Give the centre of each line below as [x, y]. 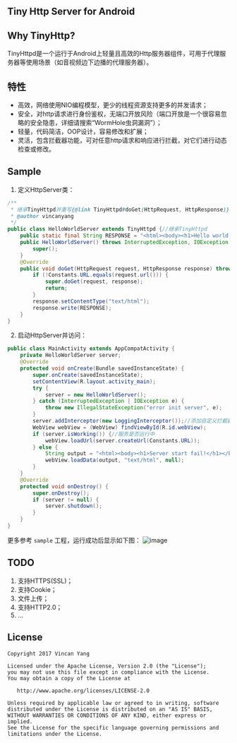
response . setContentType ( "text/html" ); [91, 301]
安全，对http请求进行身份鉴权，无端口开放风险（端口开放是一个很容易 [119, 114]
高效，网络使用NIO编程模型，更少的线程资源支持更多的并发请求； [113, 105]
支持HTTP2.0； [40, 607]
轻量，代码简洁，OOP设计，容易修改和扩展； [83, 132]
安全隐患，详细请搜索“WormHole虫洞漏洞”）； [96, 123]
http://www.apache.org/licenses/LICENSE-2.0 [83, 691]
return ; [56, 289]
